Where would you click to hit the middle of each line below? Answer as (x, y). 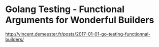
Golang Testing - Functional (65, 9)
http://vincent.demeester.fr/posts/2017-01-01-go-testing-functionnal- (78, 34)
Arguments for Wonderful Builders (80, 20)
